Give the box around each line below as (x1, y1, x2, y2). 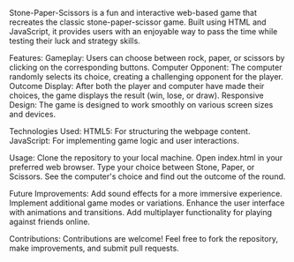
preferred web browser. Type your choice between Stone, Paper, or (9, 162, 255, 172)
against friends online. (9, 216, 91, 227)
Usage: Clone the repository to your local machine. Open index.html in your (9, 153, 283, 162)
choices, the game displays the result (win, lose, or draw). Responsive (9, 90, 264, 101)
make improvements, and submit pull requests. (9, 243, 179, 253)
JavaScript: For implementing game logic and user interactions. (9, 136, 240, 146)
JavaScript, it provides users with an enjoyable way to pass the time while (9, 26, 278, 36)
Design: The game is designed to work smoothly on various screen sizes (9, 100, 274, 109)
